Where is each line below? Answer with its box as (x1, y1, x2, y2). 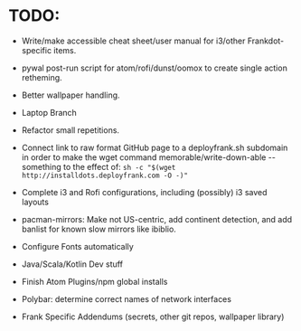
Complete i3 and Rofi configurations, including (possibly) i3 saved (21, 186, 268, 197)
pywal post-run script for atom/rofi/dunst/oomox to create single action (21, 62, 288, 73)
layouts (21, 196, 49, 207)
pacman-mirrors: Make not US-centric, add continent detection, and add (21, 213, 293, 224)
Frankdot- (247, 35, 285, 46)
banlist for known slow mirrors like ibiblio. (21, 223, 177, 234)
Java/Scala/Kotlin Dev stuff (21, 259, 124, 270)
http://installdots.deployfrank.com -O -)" (21, 171, 189, 180)
